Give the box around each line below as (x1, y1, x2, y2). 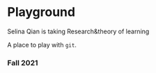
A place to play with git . (7, 40, 77, 49)
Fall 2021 (7, 58, 38, 67)
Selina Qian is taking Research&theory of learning (7, 27, 150, 35)
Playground (7, 4, 75, 20)
